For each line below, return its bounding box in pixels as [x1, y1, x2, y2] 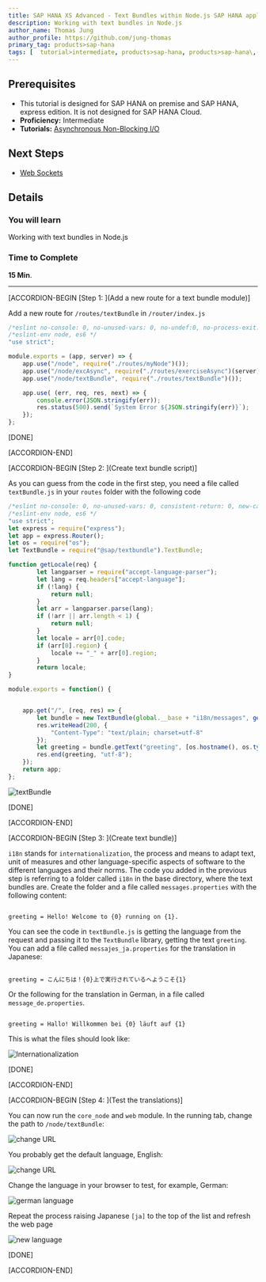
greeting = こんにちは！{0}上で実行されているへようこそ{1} [8, 975, 187, 984]
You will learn [8, 214, 62, 226]
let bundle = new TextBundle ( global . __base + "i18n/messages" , [36, 714, 249, 722]
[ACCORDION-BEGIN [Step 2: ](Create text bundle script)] [8, 464, 198, 473]
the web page [8, 1219, 54, 1229]
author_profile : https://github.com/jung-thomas [8, 33, 172, 42]
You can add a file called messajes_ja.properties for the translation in [8, 943, 236, 953]
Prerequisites [8, 78, 76, 91]
